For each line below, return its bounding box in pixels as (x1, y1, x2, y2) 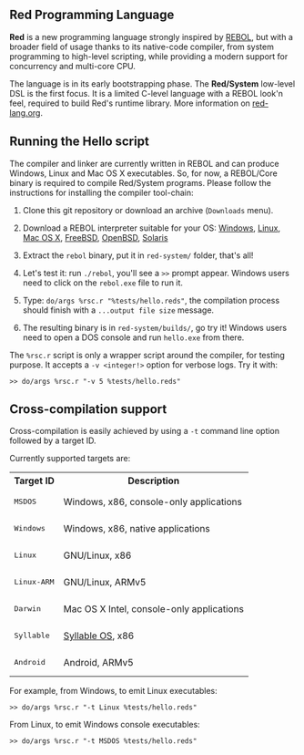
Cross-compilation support (9, 401, 167, 418)
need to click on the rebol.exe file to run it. (22, 277, 184, 288)
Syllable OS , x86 (63, 629, 135, 642)
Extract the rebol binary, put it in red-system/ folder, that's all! (22, 250, 254, 261)
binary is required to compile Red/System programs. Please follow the (9, 177, 271, 188)
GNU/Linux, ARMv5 (63, 575, 147, 588)
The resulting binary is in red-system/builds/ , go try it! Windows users (22, 322, 288, 333)
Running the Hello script (9, 134, 150, 150)
